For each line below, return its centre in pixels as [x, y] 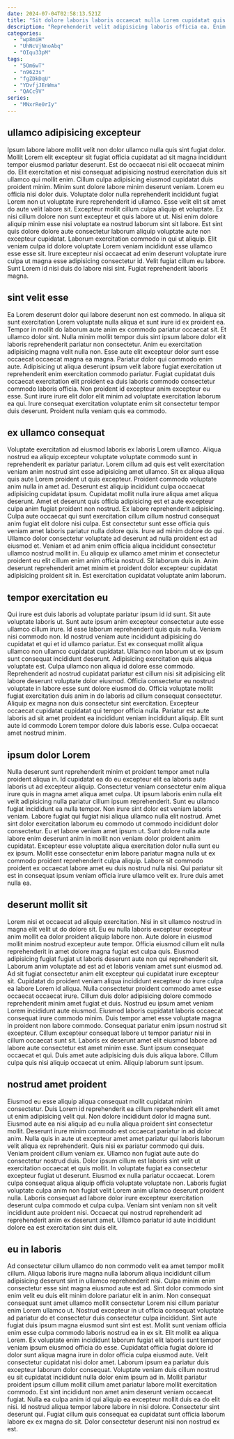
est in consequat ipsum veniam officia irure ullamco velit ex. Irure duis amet [116, 875]
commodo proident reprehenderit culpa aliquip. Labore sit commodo [105, 860]
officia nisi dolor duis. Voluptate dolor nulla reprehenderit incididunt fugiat [113, 194]
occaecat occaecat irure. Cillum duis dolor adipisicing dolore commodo [110, 996]
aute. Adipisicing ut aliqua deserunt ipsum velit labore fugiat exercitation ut [114, 366]
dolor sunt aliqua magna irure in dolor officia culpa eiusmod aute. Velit [108, 1355]
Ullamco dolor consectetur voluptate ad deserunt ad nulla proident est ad [112, 539]
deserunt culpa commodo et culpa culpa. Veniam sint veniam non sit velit [112, 1205]
